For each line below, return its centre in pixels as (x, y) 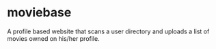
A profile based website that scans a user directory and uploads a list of (108, 31)
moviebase (39, 13)
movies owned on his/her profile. (54, 38)
